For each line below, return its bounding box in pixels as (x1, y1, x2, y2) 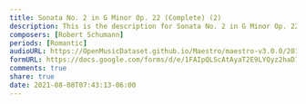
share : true (9, 72, 55, 81)
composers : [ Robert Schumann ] (9, 30, 125, 39)
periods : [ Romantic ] (9, 38, 88, 48)
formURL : (9, 55, 43, 64)
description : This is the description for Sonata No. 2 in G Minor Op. (9, 22, 287, 31)
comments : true (9, 64, 67, 73)
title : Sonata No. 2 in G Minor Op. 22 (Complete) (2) (9, 13, 222, 23)
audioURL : (9, 47, 47, 56)
